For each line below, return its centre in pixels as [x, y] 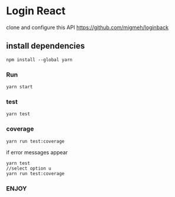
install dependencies [46, 46]
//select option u [29, 168]
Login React [36, 11]
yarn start [20, 87]
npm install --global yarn [39, 60]
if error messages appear [37, 152]
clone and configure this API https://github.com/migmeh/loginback [87, 27]
